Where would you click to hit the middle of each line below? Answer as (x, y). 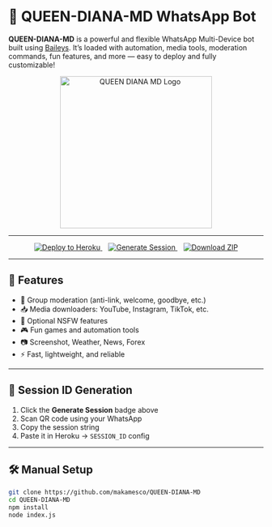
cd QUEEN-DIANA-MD (39, 500)
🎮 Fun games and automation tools (79, 330)
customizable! (32, 65)
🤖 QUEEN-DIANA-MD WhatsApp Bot (132, 17)
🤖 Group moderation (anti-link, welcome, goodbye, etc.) (113, 300)
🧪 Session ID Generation (70, 390)
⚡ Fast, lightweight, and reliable (72, 354)
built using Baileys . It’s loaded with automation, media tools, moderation (128, 47)
